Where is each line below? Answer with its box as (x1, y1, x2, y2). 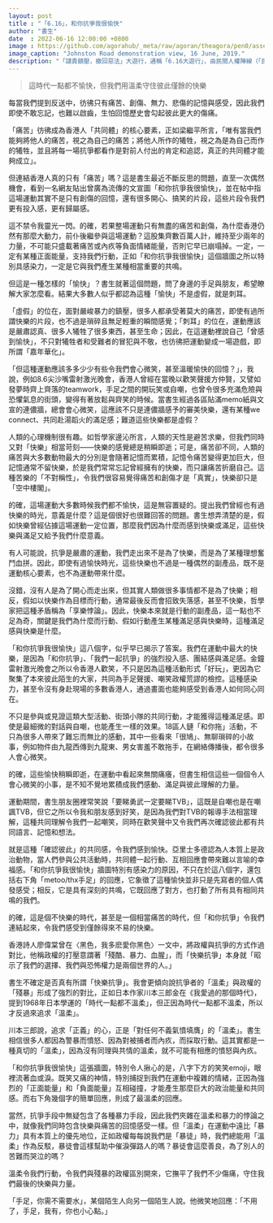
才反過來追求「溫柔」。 (8, 1008, 84, 1017)
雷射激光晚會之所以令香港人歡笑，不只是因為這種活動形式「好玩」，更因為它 (8, 663, 262, 673)
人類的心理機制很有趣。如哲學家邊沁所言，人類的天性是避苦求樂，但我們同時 (8, 432, 265, 441)
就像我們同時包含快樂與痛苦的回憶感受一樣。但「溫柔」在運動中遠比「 (22, 1121, 258, 1130)
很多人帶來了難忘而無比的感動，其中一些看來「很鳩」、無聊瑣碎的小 (22, 731, 247, 741)
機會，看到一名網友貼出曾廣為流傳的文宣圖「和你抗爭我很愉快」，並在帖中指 (8, 183, 262, 193)
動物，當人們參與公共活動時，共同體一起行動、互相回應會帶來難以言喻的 (15, 854, 258, 864)
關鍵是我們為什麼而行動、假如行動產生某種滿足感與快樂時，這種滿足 (36, 615, 265, 626)
